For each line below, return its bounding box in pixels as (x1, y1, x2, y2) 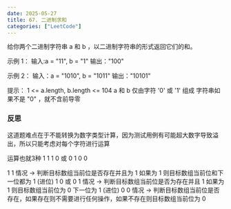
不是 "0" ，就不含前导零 (12, 95, 81, 103)
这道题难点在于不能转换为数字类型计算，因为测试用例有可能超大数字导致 (7, 131, 212, 139)
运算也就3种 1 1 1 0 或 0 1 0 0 (7, 154, 88, 162)
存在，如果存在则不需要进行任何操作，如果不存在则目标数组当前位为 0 (7, 194, 206, 203)
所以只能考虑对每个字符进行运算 (19, 139, 110, 148)
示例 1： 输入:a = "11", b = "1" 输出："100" (7, 57, 124, 65)
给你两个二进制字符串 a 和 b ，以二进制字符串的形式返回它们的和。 (7, 43, 197, 51)
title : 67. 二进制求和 (7, 16, 68, 23)
